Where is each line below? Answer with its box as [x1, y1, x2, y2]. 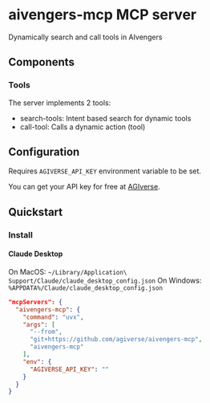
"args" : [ [22, 320, 56, 328]
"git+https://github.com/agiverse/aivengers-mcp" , [29, 336, 203, 344]
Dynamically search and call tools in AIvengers [8, 32, 163, 42]
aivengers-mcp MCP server [8, 6, 197, 24]
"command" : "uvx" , [22, 313, 84, 321]
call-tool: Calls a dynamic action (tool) [19, 122, 146, 132]
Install [8, 229, 34, 240]
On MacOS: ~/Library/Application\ [8, 267, 127, 276]
